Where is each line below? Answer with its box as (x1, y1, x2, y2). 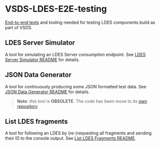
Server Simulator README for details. (5, 57, 80, 63)
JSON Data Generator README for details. (5, 89, 90, 95)
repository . (16, 103, 39, 109)
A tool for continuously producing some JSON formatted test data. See (5, 83, 146, 89)
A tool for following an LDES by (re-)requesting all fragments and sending (5, 130, 152, 136)
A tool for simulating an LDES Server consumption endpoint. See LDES (5, 51, 146, 57)
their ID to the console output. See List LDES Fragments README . (5, 135, 136, 141)
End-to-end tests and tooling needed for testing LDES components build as (5, 19, 155, 25)
